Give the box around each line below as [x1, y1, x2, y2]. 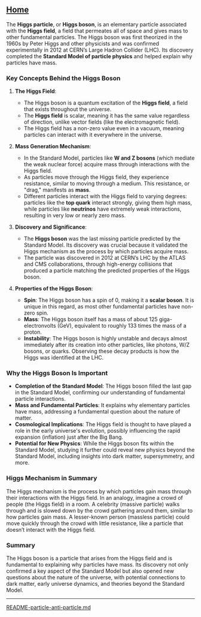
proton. [23, 328, 42, 336]
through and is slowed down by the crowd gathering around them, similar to [6, 507, 193, 514]
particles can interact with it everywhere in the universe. [23, 131, 163, 139]
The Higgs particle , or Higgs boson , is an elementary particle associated [6, 20, 187, 28]
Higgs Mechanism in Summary [6, 474, 98, 483]
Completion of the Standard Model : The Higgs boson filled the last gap [14, 382, 192, 390]
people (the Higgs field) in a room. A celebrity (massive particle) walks [6, 501, 180, 508]
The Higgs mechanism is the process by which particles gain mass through [6, 487, 191, 495]
